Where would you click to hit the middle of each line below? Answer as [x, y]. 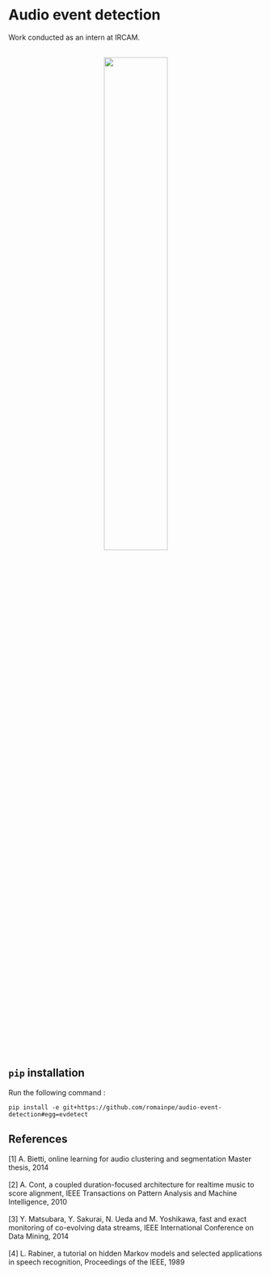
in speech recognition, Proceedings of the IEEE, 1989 [97, 1262]
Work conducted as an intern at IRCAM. [74, 37]
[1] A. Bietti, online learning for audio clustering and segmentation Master [130, 1159]
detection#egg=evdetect [49, 1114]
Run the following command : [57, 1092]
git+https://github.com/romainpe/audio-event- [142, 1107]
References [38, 1139]
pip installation [46, 1073]
